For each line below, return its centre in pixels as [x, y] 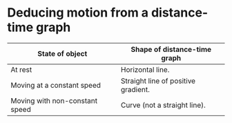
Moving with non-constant [54, 100]
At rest [21, 69]
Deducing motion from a [78, 13]
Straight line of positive [158, 81]
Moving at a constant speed [56, 85]
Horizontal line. [145, 69]
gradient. [135, 89]
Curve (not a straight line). [163, 105]
